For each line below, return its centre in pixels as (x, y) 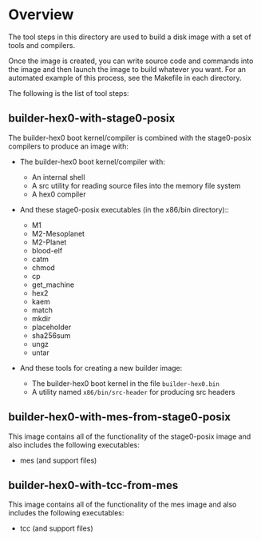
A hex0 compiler (59, 194)
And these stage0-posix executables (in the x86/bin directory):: (124, 209)
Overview (41, 15)
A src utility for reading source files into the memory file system (136, 185)
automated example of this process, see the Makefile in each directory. (125, 78)
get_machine (53, 284)
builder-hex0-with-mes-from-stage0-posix (120, 417)
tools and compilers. (42, 45)
